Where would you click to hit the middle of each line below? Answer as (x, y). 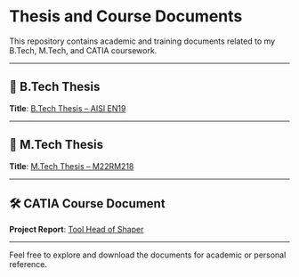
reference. (28, 265)
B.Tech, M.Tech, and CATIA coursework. (83, 50)
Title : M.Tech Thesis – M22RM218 (72, 166)
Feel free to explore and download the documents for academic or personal (148, 255)
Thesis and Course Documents (126, 16)
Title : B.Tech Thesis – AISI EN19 (68, 108)
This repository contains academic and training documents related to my (142, 41)
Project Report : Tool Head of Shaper (77, 230)
